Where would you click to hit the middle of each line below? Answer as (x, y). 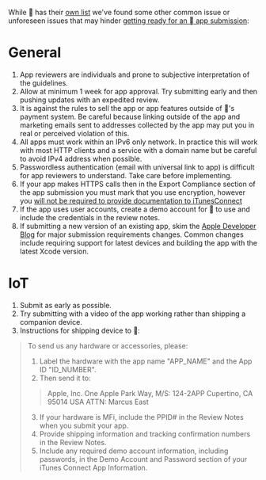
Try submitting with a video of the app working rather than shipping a (133, 314)
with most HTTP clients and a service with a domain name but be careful (138, 150)
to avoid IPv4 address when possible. (81, 158)
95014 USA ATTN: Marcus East (98, 402)
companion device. (51, 322)
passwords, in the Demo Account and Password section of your (143, 459)
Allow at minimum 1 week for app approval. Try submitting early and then (139, 91)
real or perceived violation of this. (74, 133)
